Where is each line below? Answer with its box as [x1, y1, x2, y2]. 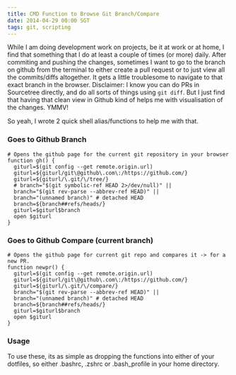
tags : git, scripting [7, 23, 71, 30]
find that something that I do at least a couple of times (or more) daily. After [7, 50, 227, 59]
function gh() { [7, 157, 55, 164]
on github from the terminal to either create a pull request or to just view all [7, 65, 225, 74]
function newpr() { [7, 264, 65, 271]
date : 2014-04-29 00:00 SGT [7, 17, 90, 24]
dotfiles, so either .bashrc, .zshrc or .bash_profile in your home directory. [7, 359, 220, 369]
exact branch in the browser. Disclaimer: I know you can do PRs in [7, 81, 200, 89]
